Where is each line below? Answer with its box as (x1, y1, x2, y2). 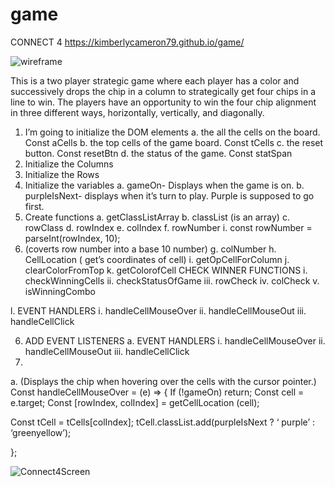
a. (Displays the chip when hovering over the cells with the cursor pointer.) (10, 375, 317, 387)
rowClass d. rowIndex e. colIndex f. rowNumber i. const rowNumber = (24, 221, 313, 233)
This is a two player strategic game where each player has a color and (10, 74, 300, 87)
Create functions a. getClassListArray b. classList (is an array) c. (24, 211, 290, 223)
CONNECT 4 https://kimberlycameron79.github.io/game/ (10, 36, 245, 48)
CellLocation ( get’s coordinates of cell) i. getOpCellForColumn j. (24, 253, 290, 265)
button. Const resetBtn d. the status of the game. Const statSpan (24, 147, 293, 159)
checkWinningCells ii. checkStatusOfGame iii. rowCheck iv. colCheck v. (24, 274, 320, 287)
